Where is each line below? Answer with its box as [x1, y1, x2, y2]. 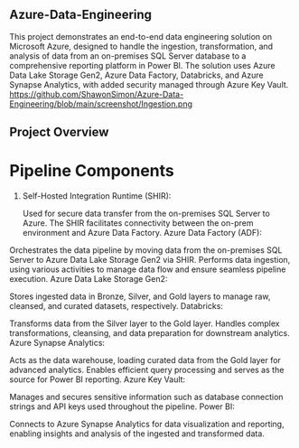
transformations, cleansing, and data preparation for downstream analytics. [9, 328, 291, 339]
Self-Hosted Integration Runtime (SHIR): [22, 191, 172, 201]
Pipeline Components [9, 161, 174, 182]
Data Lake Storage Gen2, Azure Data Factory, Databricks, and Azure [9, 70, 264, 80]
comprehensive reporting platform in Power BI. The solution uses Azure [9, 60, 276, 70]
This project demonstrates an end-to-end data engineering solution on [9, 31, 273, 42]
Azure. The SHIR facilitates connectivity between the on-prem [22, 218, 254, 229]
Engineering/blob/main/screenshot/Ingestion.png [9, 98, 192, 109]
